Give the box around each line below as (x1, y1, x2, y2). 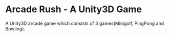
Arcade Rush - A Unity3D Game (5, 4, 142, 15)
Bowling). (5, 25, 26, 31)
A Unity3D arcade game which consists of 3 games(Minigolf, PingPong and (5, 20, 164, 26)
